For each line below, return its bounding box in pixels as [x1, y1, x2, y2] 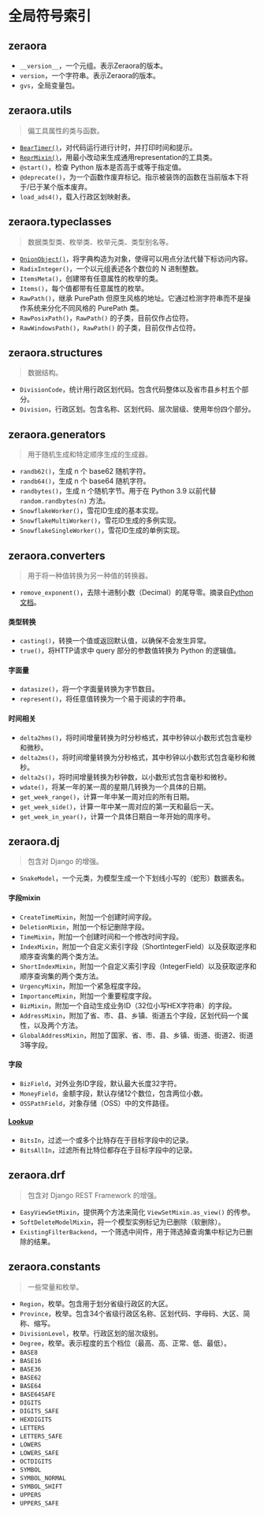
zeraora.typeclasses [8, 215, 112, 229]
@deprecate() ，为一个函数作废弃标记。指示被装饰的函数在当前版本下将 [19, 172, 249, 181]
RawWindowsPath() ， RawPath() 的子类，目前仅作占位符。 [19, 322, 200, 332]
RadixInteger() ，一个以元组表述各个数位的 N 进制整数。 [19, 263, 203, 273]
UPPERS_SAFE [19, 1499, 59, 1507]
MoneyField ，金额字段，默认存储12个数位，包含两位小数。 [19, 1089, 207, 1098]
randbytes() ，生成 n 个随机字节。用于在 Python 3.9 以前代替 [19, 486, 217, 496]
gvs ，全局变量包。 [19, 80, 80, 90]
